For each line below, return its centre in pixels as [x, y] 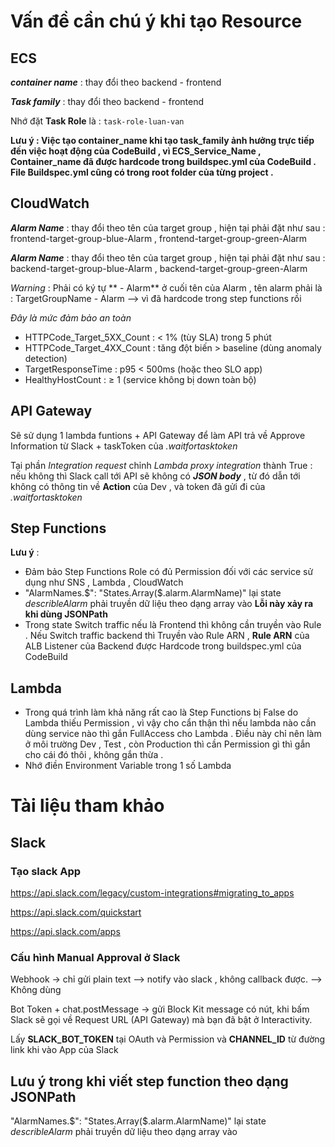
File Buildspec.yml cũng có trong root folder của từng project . [142, 172]
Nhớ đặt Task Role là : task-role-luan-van [97, 121]
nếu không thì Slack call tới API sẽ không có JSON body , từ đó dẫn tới [155, 476]
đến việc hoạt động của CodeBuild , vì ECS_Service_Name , [136, 151]
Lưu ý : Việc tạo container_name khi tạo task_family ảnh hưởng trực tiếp [162, 140]
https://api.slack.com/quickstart [76, 912]
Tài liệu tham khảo [87, 806]
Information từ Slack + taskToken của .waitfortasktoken [124, 446]
